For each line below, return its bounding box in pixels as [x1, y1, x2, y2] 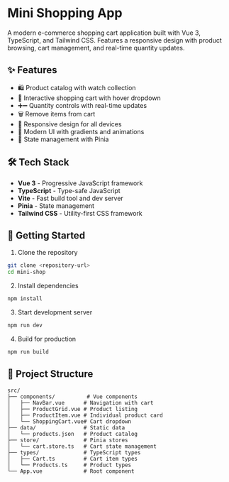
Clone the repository [17, 248, 78, 257]
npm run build [7, 348, 50, 356]
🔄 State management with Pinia [17, 135, 109, 143]
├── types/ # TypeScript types [7, 449, 141, 456]
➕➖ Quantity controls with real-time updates [17, 101, 147, 109]
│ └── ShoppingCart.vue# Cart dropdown [7, 417, 132, 425]
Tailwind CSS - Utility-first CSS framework [17, 209, 143, 217]
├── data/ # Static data [7, 424, 125, 431]
